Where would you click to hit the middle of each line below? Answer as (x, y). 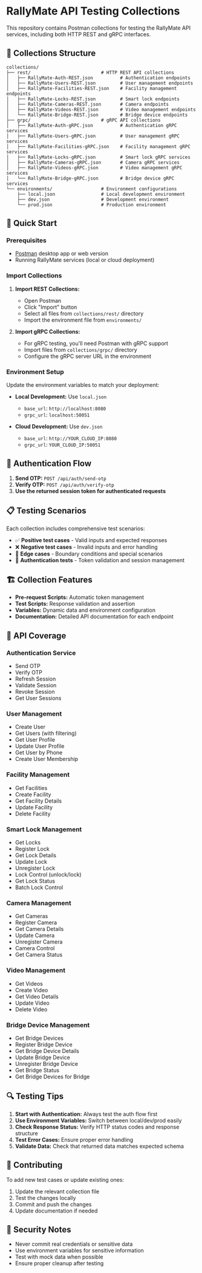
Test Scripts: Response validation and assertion (75, 604)
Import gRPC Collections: (47, 331)
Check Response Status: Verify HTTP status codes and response (97, 1127)
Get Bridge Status (37, 1070)
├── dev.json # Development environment (93, 199)
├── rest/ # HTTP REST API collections (90, 73)
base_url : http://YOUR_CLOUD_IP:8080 (70, 438)
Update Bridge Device (43, 1057)
